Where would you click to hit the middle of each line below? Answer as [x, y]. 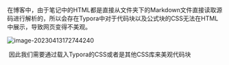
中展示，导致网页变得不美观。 [49, 27]
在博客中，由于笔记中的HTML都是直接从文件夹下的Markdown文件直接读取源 [115, 10]
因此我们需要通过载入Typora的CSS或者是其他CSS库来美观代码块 [100, 54]
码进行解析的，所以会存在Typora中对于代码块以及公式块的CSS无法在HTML [113, 18]
